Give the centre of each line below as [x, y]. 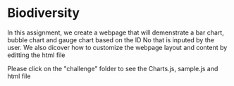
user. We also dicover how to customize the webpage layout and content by [117, 47]
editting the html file [36, 55]
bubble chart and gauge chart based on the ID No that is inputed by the [111, 39]
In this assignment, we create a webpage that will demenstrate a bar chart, [116, 32]
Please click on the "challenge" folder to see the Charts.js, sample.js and [113, 68]
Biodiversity [43, 13]
